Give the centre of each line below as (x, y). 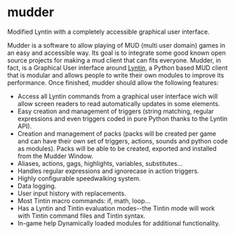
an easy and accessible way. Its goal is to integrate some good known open (116, 53)
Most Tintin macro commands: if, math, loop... (84, 200)
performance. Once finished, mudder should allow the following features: (113, 82)
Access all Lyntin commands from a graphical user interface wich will (117, 96)
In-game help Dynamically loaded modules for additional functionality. (119, 223)
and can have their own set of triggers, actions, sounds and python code (122, 141)
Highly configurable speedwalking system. (79, 178)
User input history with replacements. (72, 193)
